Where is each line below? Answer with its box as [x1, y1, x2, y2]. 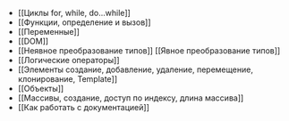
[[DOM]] [17, 36, 49, 46]
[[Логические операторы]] [17, 55, 120, 65]
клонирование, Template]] [17, 74, 118, 84]
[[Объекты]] [17, 84, 64, 93]
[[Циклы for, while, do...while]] [17, 8, 132, 18]
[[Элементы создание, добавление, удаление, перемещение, [17, 64, 253, 75]
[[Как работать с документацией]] [17, 102, 149, 112]
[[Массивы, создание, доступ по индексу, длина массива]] [17, 93, 244, 103]
